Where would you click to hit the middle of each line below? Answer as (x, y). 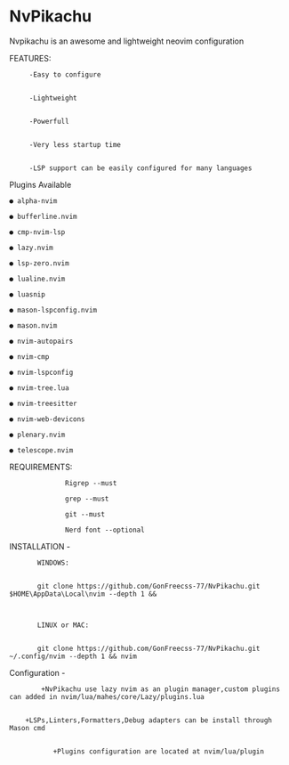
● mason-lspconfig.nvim (53, 310)
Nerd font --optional (105, 530)
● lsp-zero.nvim (39, 263)
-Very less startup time (75, 144)
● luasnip (28, 294)
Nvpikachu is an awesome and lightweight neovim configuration (127, 41)
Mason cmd (28, 728)
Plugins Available (40, 184)
